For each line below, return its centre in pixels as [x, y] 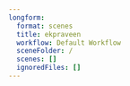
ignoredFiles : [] [49, 68]
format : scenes [45, 26]
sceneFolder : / [45, 51]
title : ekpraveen [49, 34]
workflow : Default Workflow [69, 43]
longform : [27, 17]
